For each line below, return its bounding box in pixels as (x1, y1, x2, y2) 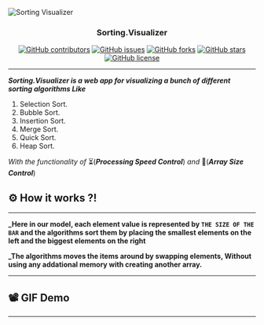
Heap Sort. (19, 142, 55, 151)
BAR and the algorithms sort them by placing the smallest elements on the (8, 228, 251, 238)
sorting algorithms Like (8, 84, 86, 94)
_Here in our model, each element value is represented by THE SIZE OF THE (8, 220, 255, 229)
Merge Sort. (19, 124, 59, 134)
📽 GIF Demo (8, 291, 70, 305)
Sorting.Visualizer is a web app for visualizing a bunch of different (8, 76, 231, 86)
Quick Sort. (19, 133, 57, 142)
